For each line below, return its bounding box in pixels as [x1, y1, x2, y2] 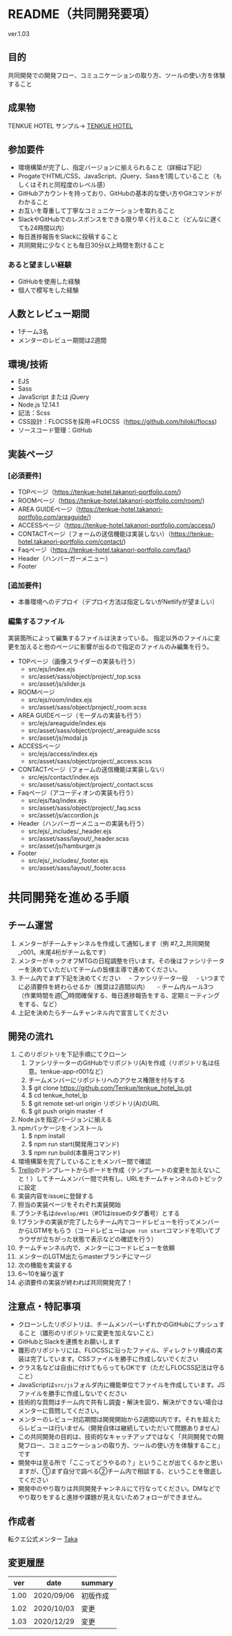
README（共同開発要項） [8, 6, 157, 22]
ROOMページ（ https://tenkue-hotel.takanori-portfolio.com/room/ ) [17, 496, 205, 505]
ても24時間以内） [17, 224, 68, 232]
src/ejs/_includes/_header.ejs [28, 827, 112, 835]
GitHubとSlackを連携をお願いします [17, 1337, 120, 1346]
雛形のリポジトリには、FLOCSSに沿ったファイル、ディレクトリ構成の [17, 1346, 217, 1355]
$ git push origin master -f [28, 1107, 103, 1115]
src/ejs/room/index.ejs [28, 696, 93, 704]
